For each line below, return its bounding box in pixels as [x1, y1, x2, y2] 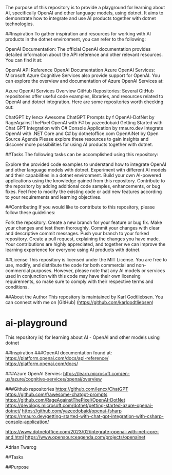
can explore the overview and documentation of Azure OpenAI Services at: [5, 78, 164, 84]
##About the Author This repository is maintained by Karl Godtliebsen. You [5, 294, 163, 300]
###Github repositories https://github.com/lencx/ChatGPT [5, 386, 128, 392]
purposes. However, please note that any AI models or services [31, 268, 165, 274]
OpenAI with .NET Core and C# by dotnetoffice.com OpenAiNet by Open [5, 130, 159, 137]
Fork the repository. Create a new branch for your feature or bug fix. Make [5, 219, 163, 225]
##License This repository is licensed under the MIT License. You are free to [5, 257, 167, 262]
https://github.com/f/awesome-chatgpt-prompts [5, 391, 108, 397]
